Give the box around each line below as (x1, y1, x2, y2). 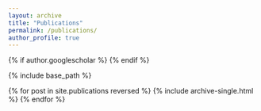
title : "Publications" (8, 19, 83, 27)
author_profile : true (8, 33, 80, 42)
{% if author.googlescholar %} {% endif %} (8, 55, 150, 65)
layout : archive (8, 11, 62, 20)
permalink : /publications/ (8, 26, 98, 34)
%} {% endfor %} (8, 94, 66, 104)
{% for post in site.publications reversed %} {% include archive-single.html (8, 86, 254, 96)
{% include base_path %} (8, 71, 92, 80)
